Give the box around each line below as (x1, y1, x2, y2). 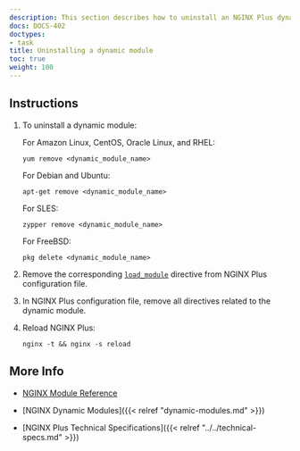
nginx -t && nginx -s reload (21, 339, 131, 348)
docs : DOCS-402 (9, 21, 66, 30)
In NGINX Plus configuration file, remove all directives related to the (21, 296, 271, 306)
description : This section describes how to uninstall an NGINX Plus (9, 13, 274, 22)
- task (9, 38, 34, 47)
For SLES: (21, 203, 59, 213)
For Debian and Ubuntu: (21, 170, 111, 180)
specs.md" (21, 431, 62, 442)
